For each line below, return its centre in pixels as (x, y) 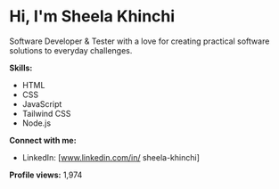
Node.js (37, 123)
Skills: (21, 68)
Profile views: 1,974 (46, 175)
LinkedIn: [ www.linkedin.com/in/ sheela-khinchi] (111, 157)
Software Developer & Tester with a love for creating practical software (139, 41)
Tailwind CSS (46, 113)
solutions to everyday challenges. (71, 50)
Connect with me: (43, 140)
